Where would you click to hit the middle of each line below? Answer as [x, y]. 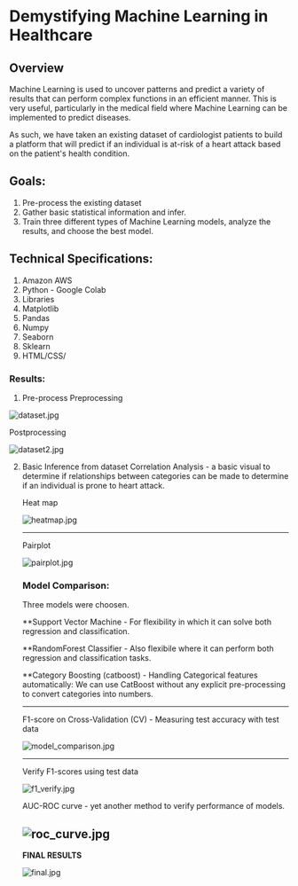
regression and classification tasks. [86, 658]
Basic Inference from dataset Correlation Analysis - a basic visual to [146, 467]
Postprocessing [38, 432]
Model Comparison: [66, 585]
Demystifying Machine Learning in [139, 16]
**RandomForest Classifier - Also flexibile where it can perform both [148, 648]
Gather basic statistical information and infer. [104, 212]
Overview [37, 68]
